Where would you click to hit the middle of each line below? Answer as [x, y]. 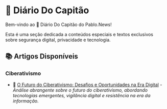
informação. [26, 101]
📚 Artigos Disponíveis [42, 56]
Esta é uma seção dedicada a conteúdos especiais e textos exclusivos [79, 34]
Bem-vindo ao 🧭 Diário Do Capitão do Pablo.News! [59, 24]
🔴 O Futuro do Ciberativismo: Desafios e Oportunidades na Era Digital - [87, 85]
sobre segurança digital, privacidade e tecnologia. [58, 40]
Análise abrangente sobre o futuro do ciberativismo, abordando [80, 90]
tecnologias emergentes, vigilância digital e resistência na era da [81, 95]
